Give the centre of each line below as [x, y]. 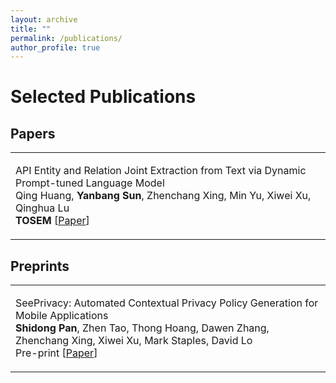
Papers [33, 133]
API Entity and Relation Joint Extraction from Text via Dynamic [161, 171]
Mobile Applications [62, 316]
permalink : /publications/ [66, 38]
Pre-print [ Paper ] [56, 353]
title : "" [31, 29]
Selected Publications [103, 97]
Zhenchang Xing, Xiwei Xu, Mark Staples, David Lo [134, 341]
